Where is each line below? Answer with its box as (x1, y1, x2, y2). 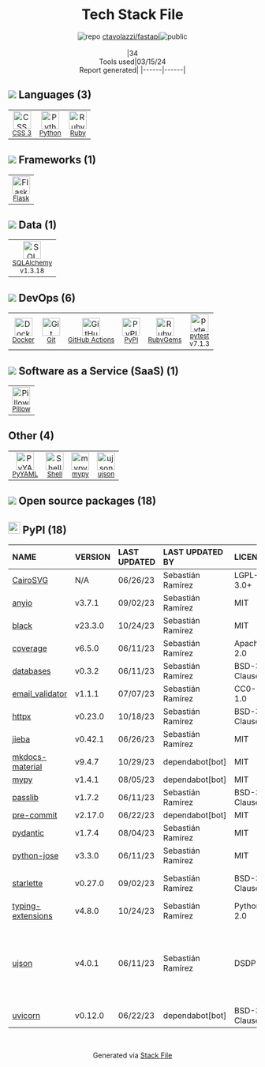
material (12, 761, 43, 772)
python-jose (12, 851, 59, 862)
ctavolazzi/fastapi (102, 32, 160, 41)
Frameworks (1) (18, 153, 96, 167)
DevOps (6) (18, 291, 77, 305)
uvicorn (12, 1010, 41, 1021)
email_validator (12, 689, 68, 700)
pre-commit (12, 810, 58, 821)
